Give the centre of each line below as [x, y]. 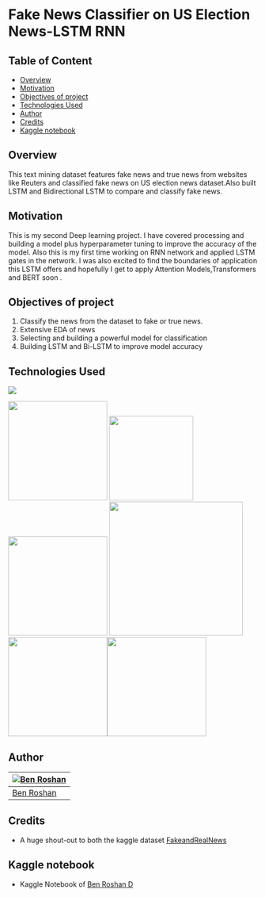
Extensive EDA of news [57, 330]
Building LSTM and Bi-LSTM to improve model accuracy [111, 347]
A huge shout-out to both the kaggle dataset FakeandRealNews [123, 840]
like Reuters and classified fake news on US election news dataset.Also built [132, 182]
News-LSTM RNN [67, 31]
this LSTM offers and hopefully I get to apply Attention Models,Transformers [132, 269]
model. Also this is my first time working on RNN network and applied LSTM [132, 252]
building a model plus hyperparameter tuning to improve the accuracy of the [132, 243]
